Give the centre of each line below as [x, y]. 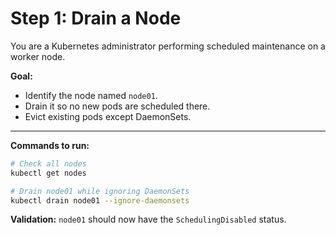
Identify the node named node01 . [91, 95]
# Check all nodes [48, 163]
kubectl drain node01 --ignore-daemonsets [100, 200]
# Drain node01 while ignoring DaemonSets [100, 191]
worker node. [38, 56]
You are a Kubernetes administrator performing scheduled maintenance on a [168, 46]
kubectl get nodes [48, 173]
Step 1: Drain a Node [96, 18]
